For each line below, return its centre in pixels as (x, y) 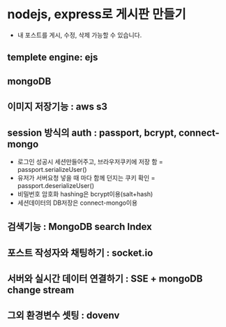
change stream (41, 290)
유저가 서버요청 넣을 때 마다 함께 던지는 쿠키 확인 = (86, 177)
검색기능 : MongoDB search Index (80, 227)
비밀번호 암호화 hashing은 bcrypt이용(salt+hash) (85, 194)
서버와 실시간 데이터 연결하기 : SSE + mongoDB (105, 279)
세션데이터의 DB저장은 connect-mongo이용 (77, 203)
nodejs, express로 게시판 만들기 (97, 14)
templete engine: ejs (53, 58)
